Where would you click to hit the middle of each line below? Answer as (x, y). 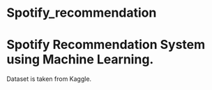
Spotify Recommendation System (106, 45)
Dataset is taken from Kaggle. (49, 79)
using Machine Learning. (80, 60)
